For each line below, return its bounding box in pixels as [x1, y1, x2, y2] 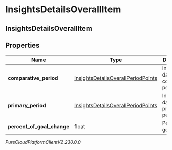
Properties [5, 41, 40, 49]
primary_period [8, 102, 46, 109]
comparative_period [8, 74, 58, 82]
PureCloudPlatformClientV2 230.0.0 [5, 139, 81, 145]
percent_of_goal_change [8, 123, 70, 130]
